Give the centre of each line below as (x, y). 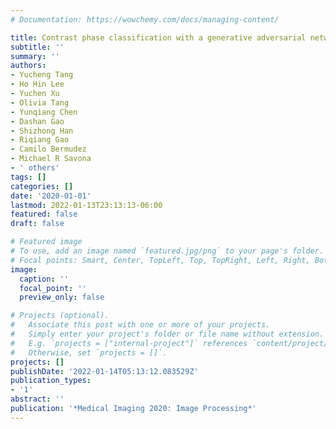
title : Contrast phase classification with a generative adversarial (158, 37)
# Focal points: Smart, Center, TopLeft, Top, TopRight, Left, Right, (160, 260)
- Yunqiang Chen (44, 112)
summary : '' (35, 56)
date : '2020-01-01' (51, 196)
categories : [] (42, 186)
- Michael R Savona (51, 159)
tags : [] (28, 177)
